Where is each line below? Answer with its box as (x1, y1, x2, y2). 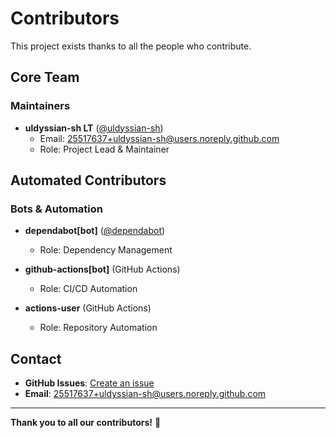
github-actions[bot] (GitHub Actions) (24, 263, 181, 276)
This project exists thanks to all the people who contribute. (10, 40, 252, 52)
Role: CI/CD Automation (39, 283, 138, 295)
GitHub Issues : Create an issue (24, 377, 155, 389)
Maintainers (10, 99, 71, 113)
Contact (10, 350, 62, 367)
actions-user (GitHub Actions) (24, 302, 152, 314)
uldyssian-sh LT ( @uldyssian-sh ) (24, 122, 164, 134)
